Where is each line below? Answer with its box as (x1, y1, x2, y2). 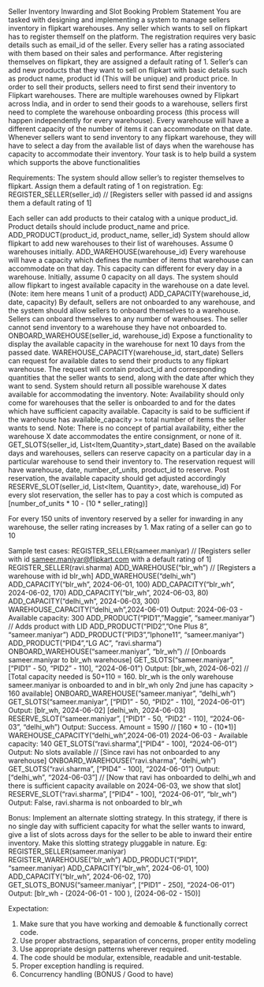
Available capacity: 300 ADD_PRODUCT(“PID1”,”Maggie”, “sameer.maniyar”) (8, 614, 255, 622)
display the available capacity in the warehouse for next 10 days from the (8, 340, 246, 348)
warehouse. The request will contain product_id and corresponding (8, 365, 227, 373)
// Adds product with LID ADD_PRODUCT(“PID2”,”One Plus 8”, (8, 621, 209, 631)
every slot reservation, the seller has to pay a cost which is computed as (8, 490, 244, 500)
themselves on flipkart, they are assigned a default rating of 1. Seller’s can (8, 57, 248, 66)
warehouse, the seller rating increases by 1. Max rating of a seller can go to (8, 523, 252, 531)
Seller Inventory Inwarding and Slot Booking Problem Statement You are (8, 7, 242, 16)
